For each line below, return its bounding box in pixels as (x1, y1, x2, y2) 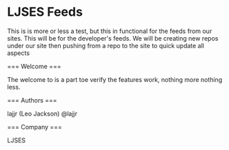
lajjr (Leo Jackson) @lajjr (7, 109, 78, 118)
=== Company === (7, 122, 62, 131)
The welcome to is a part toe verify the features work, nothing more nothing (7, 75, 223, 83)
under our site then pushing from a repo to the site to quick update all (7, 41, 205, 50)
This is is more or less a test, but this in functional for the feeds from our (7, 27, 212, 35)
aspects (7, 49, 30, 57)
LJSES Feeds (7, 4, 83, 20)
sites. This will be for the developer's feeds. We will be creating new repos (7, 34, 219, 42)
